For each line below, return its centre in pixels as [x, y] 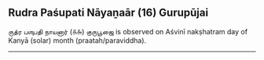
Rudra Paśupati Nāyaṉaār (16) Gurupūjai [108, 13]
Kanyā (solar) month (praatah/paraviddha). [77, 40]
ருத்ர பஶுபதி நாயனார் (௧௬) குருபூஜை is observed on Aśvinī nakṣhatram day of [128, 31]
